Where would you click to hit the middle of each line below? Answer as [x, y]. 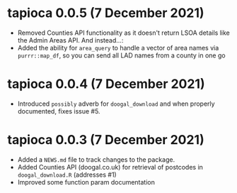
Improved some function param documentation [86, 182]
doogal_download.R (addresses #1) [67, 175]
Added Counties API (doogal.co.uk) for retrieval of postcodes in [110, 167]
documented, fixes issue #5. [59, 111]
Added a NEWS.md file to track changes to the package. [96, 159]
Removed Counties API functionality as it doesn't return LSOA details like [123, 33]
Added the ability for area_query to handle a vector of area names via [118, 48]
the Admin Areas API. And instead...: [70, 40]
